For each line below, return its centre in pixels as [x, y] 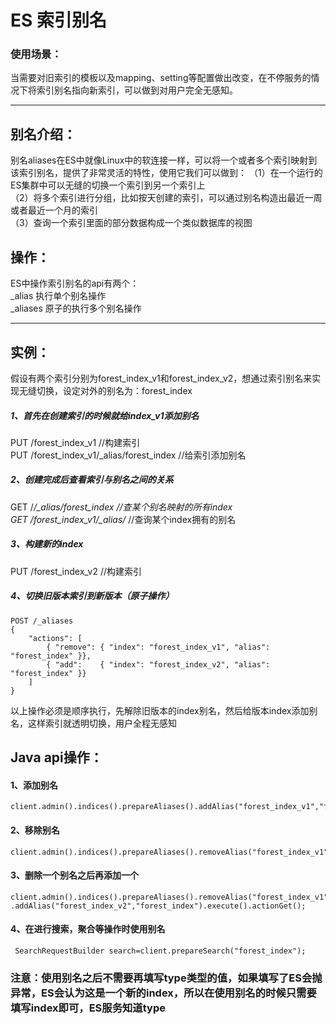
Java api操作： [56, 757]
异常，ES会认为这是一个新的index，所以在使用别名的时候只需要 [163, 993]
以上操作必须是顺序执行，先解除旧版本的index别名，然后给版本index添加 [160, 710]
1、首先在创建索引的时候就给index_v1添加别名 [105, 415]
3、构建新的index [47, 544]
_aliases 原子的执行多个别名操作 [76, 308]
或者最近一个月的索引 [54, 210]
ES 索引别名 [58, 20]
